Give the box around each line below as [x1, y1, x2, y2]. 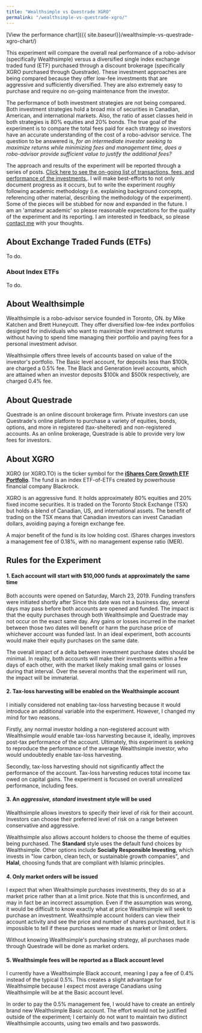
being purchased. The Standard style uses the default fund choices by [6, 840, 182, 847]
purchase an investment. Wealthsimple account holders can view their [6, 912, 180, 919]
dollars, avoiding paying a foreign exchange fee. [6, 520, 126, 527]
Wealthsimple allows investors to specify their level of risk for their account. [6, 809, 194, 816]
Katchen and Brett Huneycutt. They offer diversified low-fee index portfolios [6, 321, 195, 328]
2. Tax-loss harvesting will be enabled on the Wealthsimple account [6, 688, 179, 695]
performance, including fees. [6, 782, 78, 789]
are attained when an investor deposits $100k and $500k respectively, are [6, 371, 190, 378]
